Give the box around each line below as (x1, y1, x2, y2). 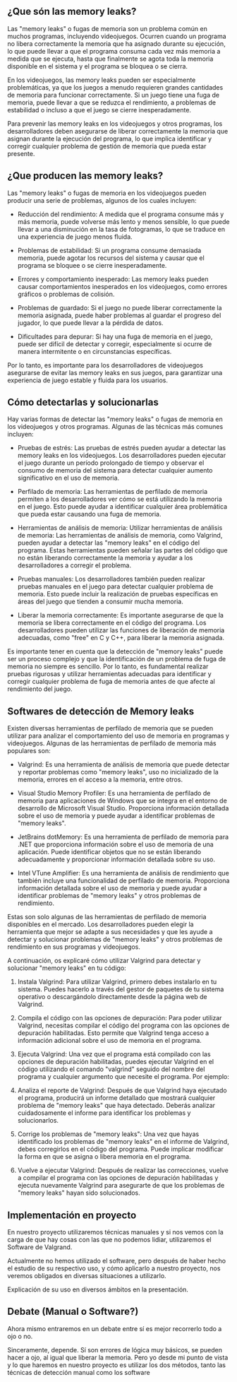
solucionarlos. (17, 1116, 59, 1125)
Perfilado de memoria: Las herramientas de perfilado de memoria (17, 488, 208, 496)
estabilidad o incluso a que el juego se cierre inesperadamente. (7, 105, 192, 114)
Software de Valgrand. (7, 1243, 73, 1251)
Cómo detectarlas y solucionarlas (7, 396, 159, 408)
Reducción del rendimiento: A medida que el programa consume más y (17, 210, 224, 218)
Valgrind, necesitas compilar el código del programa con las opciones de (17, 1021, 230, 1030)
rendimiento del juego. (7, 685, 73, 693)
